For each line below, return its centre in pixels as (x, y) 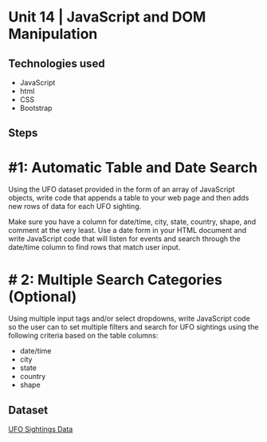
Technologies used (57, 63)
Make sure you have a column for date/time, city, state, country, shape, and (132, 222)
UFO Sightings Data (41, 429)
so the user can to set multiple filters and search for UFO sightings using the (133, 327)
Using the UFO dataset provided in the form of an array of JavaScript (122, 189)
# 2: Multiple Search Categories (116, 280)
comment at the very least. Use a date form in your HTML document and (128, 231)
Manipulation (53, 34)
